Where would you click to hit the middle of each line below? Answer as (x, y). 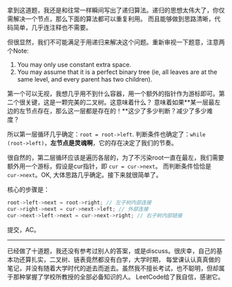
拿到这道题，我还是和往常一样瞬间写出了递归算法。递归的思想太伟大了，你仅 (116, 10)
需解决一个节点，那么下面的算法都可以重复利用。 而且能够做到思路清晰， (111, 19)
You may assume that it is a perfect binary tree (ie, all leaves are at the (117, 72)
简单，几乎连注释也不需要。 (52, 27)
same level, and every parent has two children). (85, 79)
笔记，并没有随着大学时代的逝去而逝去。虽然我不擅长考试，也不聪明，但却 (113, 268)
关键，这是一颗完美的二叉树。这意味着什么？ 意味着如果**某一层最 (120, 102)
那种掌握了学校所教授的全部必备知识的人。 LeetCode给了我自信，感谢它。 (118, 277)
